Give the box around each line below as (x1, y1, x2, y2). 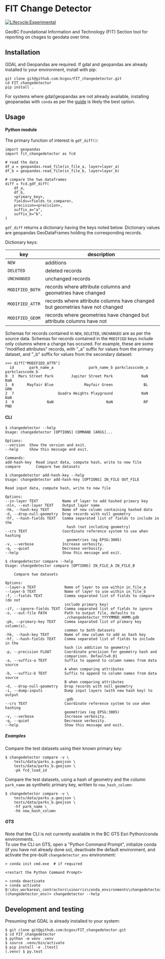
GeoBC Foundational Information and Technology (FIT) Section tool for (5, 29, 148, 34)
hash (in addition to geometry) (64, 645, 131, 650)
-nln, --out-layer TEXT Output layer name (5, 503, 100, 508)
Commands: (5, 455, 26, 460)
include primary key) (64, 602, 109, 607)
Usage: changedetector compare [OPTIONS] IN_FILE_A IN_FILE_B (5, 563, 135, 568)
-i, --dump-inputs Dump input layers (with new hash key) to (5, 688, 153, 693)
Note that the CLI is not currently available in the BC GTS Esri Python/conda (5, 831, 158, 837)
